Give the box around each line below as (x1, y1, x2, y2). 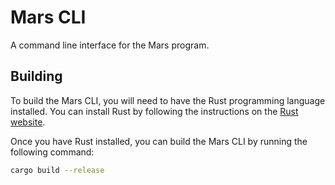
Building (10, 68, 63, 85)
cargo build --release (10, 165, 105, 175)
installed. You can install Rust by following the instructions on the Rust (10, 105, 299, 117)
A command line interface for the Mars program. (10, 39, 210, 51)
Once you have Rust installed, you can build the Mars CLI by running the (10, 135, 308, 147)
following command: (10, 146, 95, 158)
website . (10, 116, 46, 128)
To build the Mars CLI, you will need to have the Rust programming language (10, 94, 326, 106)
